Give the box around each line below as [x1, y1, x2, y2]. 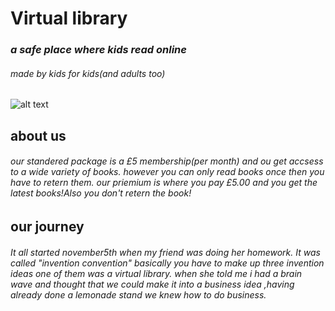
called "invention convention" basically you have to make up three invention [10, 257, 325, 269]
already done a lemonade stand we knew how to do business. [10, 288, 267, 301]
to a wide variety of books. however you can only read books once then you [10, 166, 325, 178]
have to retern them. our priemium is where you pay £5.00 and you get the [10, 177, 318, 189]
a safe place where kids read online [10, 43, 187, 57]
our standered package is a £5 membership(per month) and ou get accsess [10, 155, 324, 167]
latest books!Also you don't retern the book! [10, 187, 192, 199]
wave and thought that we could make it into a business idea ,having [10, 278, 295, 290]
